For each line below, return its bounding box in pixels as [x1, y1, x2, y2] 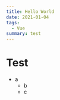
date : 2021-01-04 [6, 14, 49, 20]
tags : [6, 20, 20, 25]
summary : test [6, 31, 42, 37]
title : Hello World [6, 8, 55, 15]
